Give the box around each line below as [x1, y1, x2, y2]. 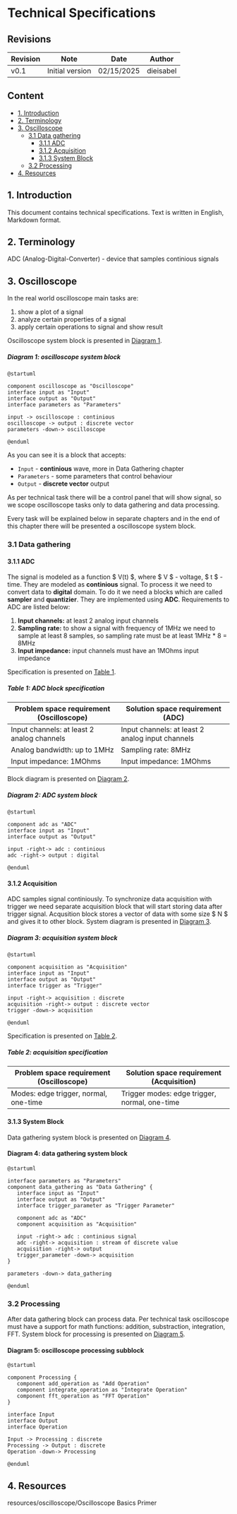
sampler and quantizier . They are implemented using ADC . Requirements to [7, 595, 230, 604]
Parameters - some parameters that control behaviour [17, 472, 173, 481]
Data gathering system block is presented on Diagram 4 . [7, 1133, 171, 1142]
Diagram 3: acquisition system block [7, 934, 118, 942]
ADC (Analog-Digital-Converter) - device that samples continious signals [7, 254, 219, 263]
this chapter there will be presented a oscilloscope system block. [7, 522, 196, 531]
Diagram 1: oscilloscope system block [7, 352, 121, 361]
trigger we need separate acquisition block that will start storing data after [7, 903, 223, 911]
